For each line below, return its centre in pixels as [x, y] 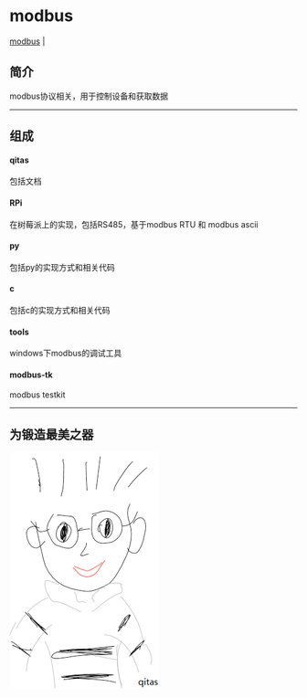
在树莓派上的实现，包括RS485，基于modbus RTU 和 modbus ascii [134, 224]
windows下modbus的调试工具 [66, 354]
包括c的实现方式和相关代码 [60, 310]
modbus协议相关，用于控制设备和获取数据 [89, 96]
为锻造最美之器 [52, 434]
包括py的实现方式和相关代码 [63, 267]
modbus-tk [31, 375]
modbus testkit [37, 395]
